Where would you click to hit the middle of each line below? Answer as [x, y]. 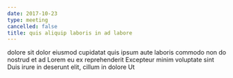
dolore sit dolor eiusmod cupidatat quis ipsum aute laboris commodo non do [117, 52]
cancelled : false [32, 26]
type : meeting [28, 20]
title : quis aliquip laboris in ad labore [70, 33]
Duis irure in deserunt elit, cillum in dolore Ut [71, 67]
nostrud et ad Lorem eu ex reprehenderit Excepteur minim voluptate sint [111, 60]
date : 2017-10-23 [32, 13]
